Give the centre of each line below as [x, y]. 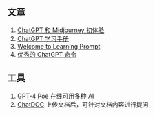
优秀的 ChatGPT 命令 [47, 54]
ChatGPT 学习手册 [43, 38]
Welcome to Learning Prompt [59, 46]
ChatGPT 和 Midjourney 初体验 [61, 30]
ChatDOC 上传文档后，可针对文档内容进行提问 [83, 104]
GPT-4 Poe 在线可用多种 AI [55, 96]
